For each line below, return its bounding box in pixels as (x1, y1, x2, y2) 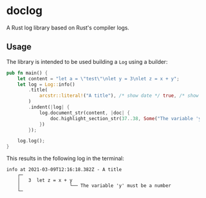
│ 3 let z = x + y (17, 177, 72, 184)
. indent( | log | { (28, 104, 70, 110)
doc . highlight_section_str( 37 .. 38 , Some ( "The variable (50, 115, 193, 121)
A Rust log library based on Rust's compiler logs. (6, 24, 130, 31)
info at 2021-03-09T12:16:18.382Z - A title (6, 167, 122, 173)
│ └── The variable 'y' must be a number (17, 183, 172, 189)
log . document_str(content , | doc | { (39, 110, 131, 116)
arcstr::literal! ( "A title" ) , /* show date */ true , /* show (39, 93, 199, 99)
